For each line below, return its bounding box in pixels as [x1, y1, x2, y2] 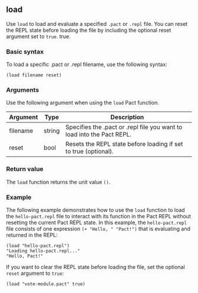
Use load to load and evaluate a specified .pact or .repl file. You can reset [6, 20, 188, 27]
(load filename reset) [6, 72, 62, 78]
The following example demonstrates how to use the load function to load [6, 207, 185, 214]
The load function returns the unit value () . [6, 178, 111, 185]
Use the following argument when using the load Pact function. [6, 99, 159, 106]
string [44, 126, 60, 135]
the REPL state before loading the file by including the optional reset [6, 26, 171, 34]
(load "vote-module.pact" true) [6, 281, 85, 287]
